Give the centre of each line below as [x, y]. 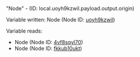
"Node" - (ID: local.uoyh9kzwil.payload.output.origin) [70, 8]
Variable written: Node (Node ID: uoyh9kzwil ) [61, 19]
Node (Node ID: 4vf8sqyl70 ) [49, 42]
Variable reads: [24, 31]
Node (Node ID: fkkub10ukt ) [48, 48]
